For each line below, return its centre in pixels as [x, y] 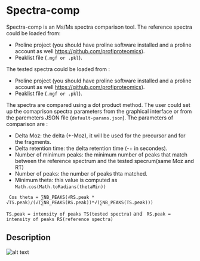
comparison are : [27, 124]
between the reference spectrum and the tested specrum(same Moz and [104, 161]
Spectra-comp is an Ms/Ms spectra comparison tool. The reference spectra [99, 27]
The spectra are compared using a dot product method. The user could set [99, 105]
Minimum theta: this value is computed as [66, 180]
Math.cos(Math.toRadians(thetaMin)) [60, 187]
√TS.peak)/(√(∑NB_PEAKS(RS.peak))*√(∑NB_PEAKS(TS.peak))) [80, 202]
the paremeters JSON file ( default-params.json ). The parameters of [90, 118]
